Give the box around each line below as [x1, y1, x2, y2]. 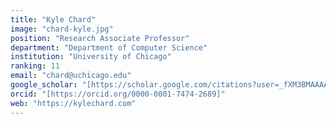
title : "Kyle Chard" [10, 14, 97, 25]
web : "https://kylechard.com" [10, 98, 137, 108]
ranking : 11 [10, 61, 60, 71]
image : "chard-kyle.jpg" [10, 24, 114, 34]
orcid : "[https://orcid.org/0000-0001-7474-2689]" [10, 89, 226, 99]
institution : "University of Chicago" [10, 52, 172, 62]
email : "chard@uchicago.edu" [10, 71, 132, 81]
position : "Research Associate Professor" [10, 33, 190, 43]
